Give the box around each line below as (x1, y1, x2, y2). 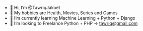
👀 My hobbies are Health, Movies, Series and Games (9, 10, 118, 16)
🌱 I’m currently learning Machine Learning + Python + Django (9, 15, 136, 21)
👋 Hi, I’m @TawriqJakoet (9, 5, 61, 10)
